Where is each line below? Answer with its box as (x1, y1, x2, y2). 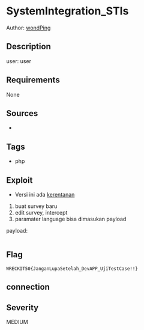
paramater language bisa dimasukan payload (14, 215, 127, 222)
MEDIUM (6, 319, 28, 326)
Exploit (6, 175, 33, 185)
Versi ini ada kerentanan (14, 191, 75, 198)
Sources (6, 108, 38, 118)
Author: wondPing (6, 24, 51, 31)
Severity (6, 302, 39, 313)
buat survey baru (14, 203, 58, 210)
